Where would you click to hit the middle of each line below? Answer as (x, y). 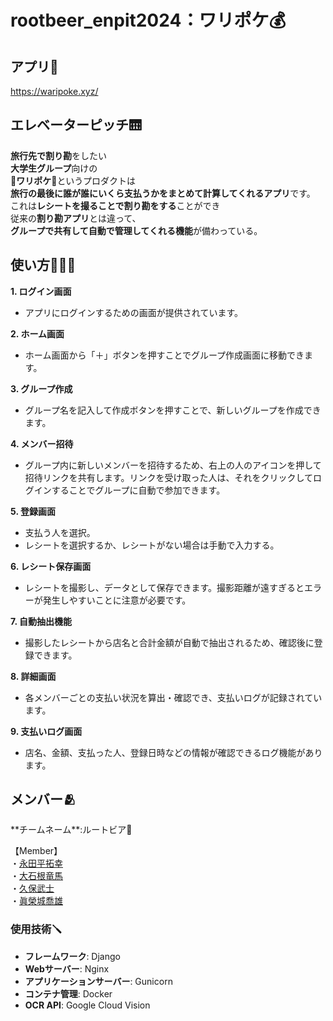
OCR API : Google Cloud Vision (87, 1005)
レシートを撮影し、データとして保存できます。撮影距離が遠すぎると (164, 587)
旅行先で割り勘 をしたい (58, 155)
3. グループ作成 (41, 388)
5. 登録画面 (33, 511)
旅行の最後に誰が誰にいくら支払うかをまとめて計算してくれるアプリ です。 (163, 193)
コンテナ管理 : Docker (68, 993)
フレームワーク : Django (72, 956)
